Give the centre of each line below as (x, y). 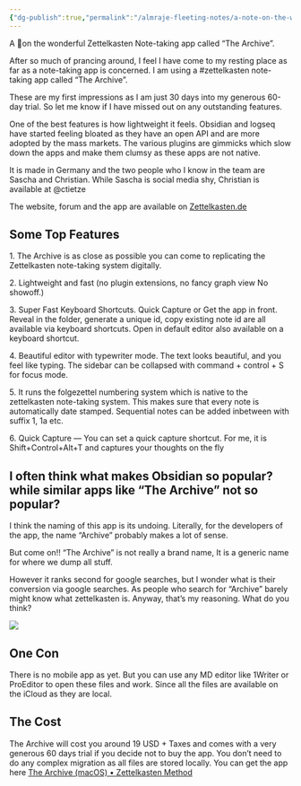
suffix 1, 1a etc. (37, 421)
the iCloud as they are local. (61, 694)
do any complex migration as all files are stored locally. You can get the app (149, 763)
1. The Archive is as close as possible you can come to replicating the (138, 256)
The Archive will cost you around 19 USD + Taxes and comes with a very (143, 743)
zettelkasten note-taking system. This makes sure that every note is (134, 402)
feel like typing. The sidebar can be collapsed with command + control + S (147, 365)
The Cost (35, 722)
